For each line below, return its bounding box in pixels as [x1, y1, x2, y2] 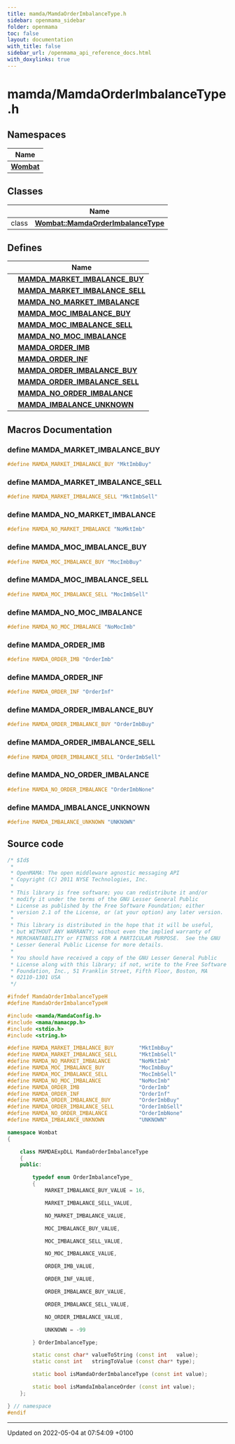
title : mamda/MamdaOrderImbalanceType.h [7, 10, 127, 18]
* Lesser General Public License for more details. [10, 942, 164, 949]
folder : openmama [7, 23, 58, 30]
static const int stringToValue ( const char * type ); [32, 1358, 196, 1365]
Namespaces [7, 129, 66, 141]
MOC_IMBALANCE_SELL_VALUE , [44, 1238, 124, 1245]
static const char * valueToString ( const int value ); [32, 1351, 199, 1358]
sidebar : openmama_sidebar [7, 17, 86, 24]
